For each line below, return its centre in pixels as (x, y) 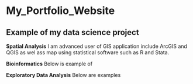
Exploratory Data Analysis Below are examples (63, 75)
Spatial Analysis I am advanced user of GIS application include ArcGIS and (96, 46)
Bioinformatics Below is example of (49, 64)
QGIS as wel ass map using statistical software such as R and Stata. (88, 52)
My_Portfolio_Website (61, 11)
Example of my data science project (73, 32)
